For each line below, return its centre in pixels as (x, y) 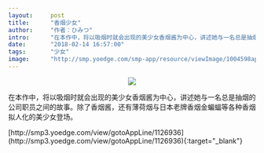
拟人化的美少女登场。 (42, 117)
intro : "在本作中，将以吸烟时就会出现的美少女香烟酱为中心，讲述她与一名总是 (128, 37)
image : (19, 60)
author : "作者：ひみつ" (50, 30)
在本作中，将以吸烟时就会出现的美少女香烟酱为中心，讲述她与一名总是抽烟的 (132, 97)
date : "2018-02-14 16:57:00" (66, 45)
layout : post (37, 15)
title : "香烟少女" (44, 23)
